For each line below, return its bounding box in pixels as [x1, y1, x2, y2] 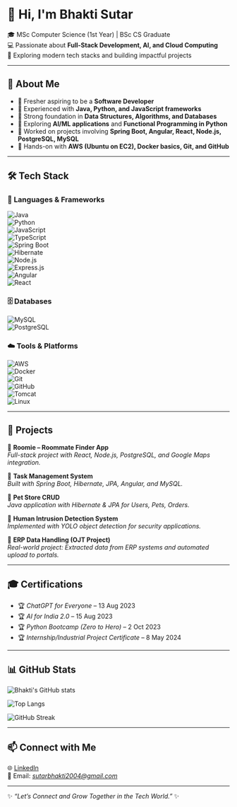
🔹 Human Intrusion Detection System [7, 514, 119, 523]
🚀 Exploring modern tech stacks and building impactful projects [7, 51, 192, 59]
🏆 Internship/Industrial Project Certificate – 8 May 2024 [17, 633, 182, 641]
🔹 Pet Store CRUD [7, 493, 60, 501]
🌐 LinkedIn [7, 764, 39, 772]
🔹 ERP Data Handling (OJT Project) [7, 535, 111, 544]
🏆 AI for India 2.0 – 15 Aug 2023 [17, 612, 113, 620]
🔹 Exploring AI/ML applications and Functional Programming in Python [17, 120, 228, 128]
